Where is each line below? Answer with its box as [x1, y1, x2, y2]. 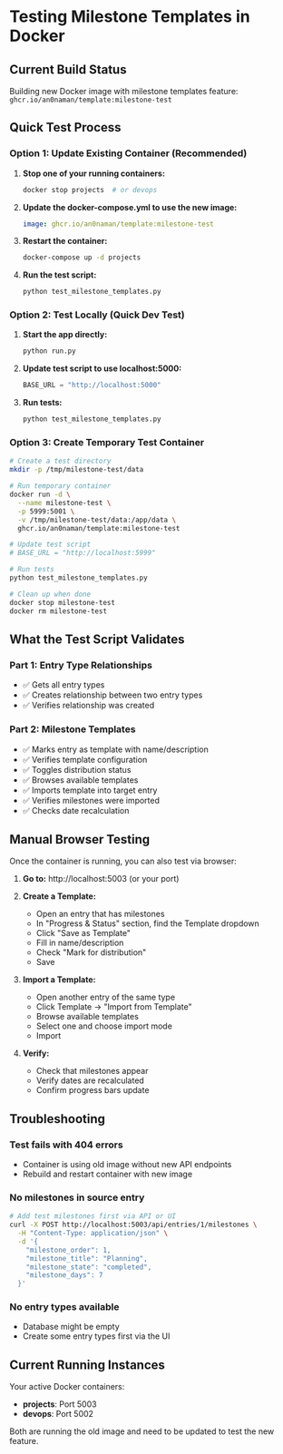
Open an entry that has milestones [35, 909, 165, 920]
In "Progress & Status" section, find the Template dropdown [35, 918, 260, 929]
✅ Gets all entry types [22, 679, 105, 690]
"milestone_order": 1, [25, 1245, 112, 1254]
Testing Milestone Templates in [9, 6, 251, 27]
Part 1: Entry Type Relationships [9, 659, 152, 671]
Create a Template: [22, 891, 97, 902]
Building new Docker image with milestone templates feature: [9, 86, 239, 96]
